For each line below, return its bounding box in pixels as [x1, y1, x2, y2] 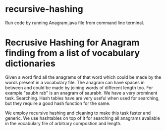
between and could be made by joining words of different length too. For [5, 85, 154, 91]
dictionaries [5, 58, 55, 69]
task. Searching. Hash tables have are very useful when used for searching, [5, 95, 160, 101]
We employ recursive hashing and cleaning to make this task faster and [5, 110, 151, 116]
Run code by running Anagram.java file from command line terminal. [5, 20, 145, 26]
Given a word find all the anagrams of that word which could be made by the [5, 74, 162, 80]
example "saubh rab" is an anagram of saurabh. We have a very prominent [5, 90, 158, 96]
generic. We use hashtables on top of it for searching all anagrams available [5, 115, 160, 121]
